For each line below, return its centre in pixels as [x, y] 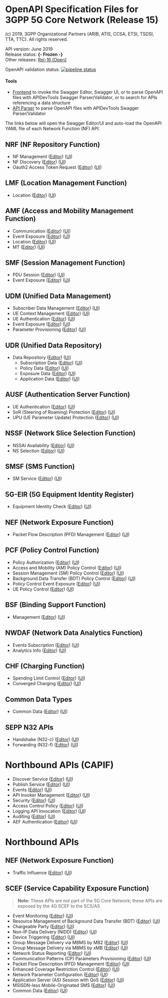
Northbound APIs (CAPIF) [59, 765]
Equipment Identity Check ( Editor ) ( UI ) [52, 507]
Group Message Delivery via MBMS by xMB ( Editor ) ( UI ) [70, 948]
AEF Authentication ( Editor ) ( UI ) [45, 821]
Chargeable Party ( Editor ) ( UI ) [43, 926]
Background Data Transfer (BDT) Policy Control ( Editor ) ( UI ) [74, 578]
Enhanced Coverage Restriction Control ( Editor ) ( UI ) [66, 969]
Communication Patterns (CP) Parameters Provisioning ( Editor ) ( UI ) [82, 958]
